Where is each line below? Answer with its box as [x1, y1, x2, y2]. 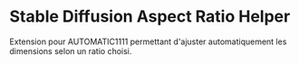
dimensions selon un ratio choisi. [9, 45, 132, 56]
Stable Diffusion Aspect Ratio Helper [9, 6, 291, 27]
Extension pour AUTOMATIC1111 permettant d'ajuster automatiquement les [9, 36, 287, 47]
